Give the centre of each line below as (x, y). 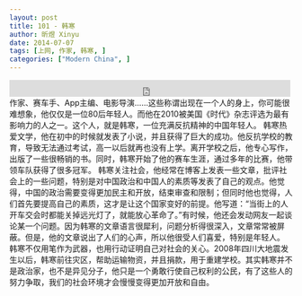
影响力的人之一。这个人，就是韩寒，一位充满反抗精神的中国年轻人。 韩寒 (144, 125)
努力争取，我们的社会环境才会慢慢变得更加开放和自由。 (111, 282)
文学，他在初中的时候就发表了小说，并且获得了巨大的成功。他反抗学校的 (151, 136)
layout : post (34, 17)
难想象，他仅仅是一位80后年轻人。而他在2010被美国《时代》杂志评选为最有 (149, 114)
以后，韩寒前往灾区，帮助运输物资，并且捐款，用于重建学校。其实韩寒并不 (155, 260)
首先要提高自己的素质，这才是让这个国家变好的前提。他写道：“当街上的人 (153, 204)
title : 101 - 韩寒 (42, 26)
